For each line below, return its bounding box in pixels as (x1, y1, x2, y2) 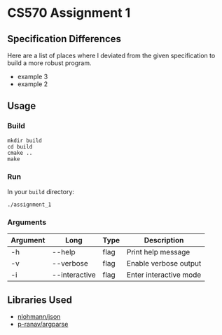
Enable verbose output (126, 259, 202, 268)
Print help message (126, 247, 190, 257)
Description (144, 235, 184, 245)
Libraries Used (7, 294, 72, 306)
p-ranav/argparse (17, 320, 69, 329)
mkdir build (7, 137, 42, 144)
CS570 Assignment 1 (7, 5, 131, 21)
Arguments (7, 217, 47, 227)
